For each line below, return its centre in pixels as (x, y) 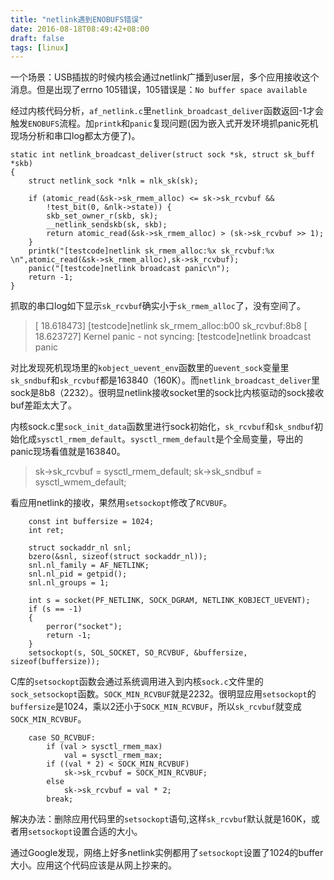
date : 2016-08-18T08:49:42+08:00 (80, 29)
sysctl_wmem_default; (80, 482)
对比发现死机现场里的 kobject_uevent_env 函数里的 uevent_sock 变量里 (150, 368)
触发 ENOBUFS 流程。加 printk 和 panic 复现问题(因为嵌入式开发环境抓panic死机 (164, 123)
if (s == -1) (55, 609)
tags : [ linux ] (40, 47)
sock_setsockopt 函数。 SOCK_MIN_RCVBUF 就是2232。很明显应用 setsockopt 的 (163, 694)
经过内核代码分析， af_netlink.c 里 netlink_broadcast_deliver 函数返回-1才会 (167, 111)
